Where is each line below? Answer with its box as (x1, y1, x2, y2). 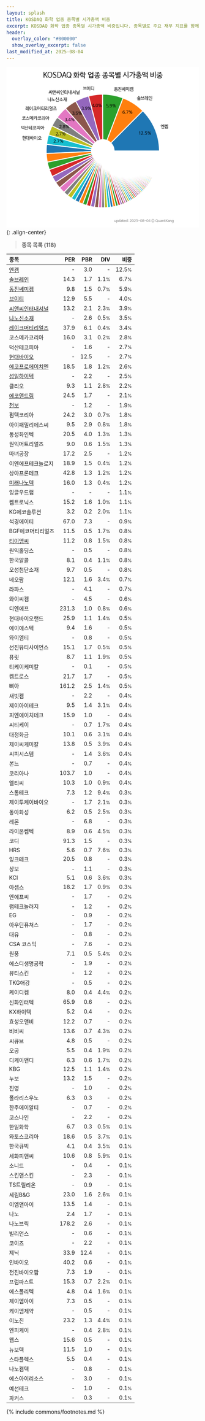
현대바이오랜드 (9, 614, 44, 622)
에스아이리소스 (9, 1375, 44, 1382)
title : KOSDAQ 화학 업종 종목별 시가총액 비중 (6, 16, 111, 23)
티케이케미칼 (9, 663, 39, 670)
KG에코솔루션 (9, 508, 42, 515)
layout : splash (6, 10, 45, 16)
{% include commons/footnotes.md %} (6, 1408, 105, 1415)
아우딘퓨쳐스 (9, 921, 39, 928)
